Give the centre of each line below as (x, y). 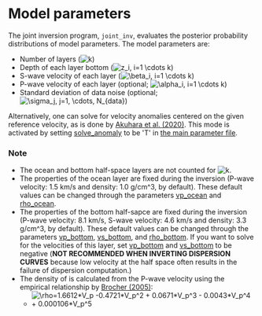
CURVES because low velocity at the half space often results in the (128, 262)
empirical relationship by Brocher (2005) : (86, 287)
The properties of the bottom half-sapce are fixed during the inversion (133, 212)
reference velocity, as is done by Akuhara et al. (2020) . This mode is (119, 124)
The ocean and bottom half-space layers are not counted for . (125, 171)
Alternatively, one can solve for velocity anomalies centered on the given (126, 116)
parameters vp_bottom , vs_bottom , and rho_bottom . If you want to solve (137, 237)
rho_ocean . (38, 204)
